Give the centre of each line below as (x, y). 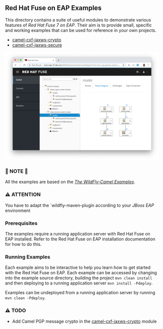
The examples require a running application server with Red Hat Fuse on (78, 234)
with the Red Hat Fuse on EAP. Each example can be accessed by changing (81, 273)
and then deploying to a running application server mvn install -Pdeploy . (79, 283)
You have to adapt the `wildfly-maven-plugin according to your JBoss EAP (80, 205)
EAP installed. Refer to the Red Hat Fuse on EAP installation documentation (80, 239)
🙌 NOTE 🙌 (17, 171)
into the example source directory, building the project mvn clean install (79, 278)
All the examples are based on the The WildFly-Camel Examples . (70, 182)
